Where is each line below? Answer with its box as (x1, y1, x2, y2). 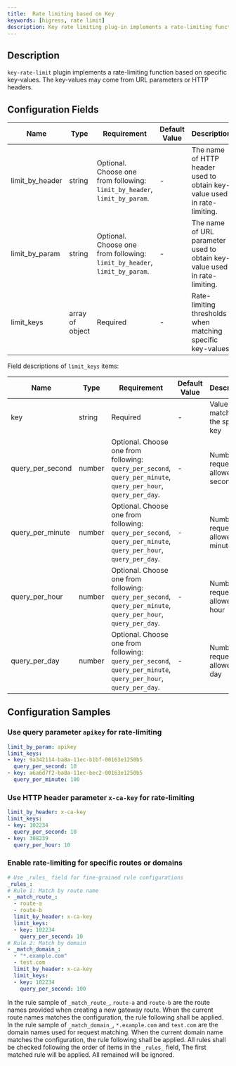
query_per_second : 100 (20, 985, 86, 992)
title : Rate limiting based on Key (7, 10, 114, 18)
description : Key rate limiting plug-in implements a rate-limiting (7, 23, 212, 30)
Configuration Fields (7, 103, 100, 115)
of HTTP (191, 154, 220, 163)
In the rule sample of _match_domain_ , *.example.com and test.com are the (7, 1020, 219, 1029)
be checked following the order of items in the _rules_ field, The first (7, 1043, 206, 1051)
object (69, 326, 90, 336)
